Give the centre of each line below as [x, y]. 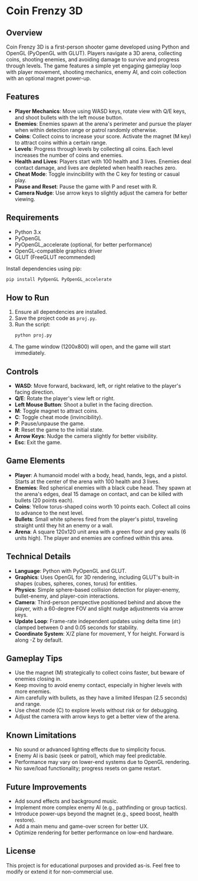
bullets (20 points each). [44, 500]
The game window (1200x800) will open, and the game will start [93, 346]
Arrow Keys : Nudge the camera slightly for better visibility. [86, 436]
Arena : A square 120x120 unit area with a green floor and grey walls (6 [100, 532]
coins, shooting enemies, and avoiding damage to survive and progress [93, 59]
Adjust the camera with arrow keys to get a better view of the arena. [97, 717]
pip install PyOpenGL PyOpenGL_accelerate [59, 279]
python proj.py [33, 335]
